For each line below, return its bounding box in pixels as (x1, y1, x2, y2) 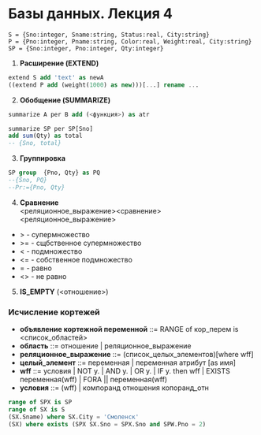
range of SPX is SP (8, 399, 73, 407)
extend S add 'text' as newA (8, 73, 104, 81)
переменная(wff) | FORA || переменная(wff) (19, 375, 168, 385)
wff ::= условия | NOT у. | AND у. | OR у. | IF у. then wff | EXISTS (19, 366, 231, 376)
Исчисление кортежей (8, 307, 100, 318)
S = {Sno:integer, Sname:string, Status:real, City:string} (8, 31, 211, 39)
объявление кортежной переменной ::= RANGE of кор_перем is (19, 325, 239, 334)
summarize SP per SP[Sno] (8, 125, 93, 132)
